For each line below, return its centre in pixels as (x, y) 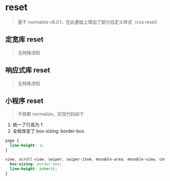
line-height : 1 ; (27, 146)
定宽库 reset (25, 40)
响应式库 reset (28, 70)
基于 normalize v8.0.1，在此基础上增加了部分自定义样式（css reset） (89, 22)
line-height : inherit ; (34, 169)
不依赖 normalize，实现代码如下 (51, 114)
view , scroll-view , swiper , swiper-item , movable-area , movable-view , (81, 159)
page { (12, 141)
